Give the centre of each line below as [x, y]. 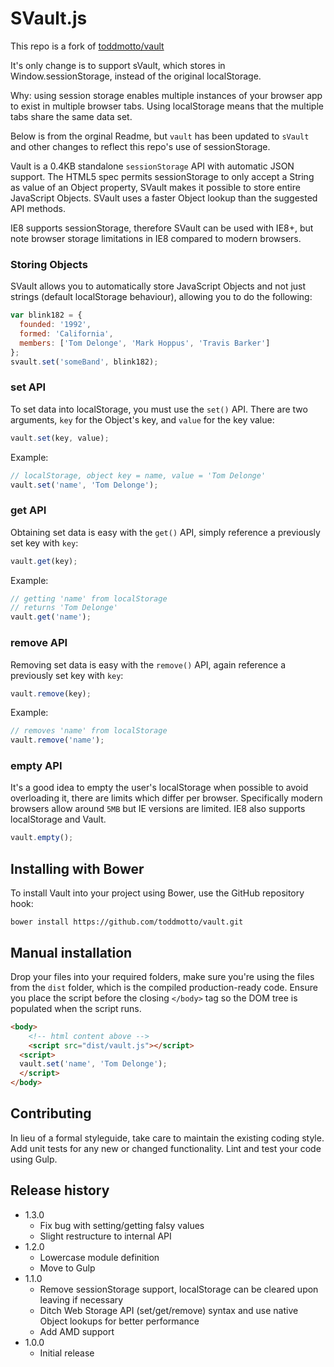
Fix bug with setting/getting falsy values [122, 1225]
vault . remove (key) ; [51, 693]
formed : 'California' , [66, 333]
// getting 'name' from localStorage [89, 598]
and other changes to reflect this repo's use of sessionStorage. [140, 146]
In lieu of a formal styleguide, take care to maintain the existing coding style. [167, 1138]
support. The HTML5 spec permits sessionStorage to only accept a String [162, 176]
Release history [60, 1190]
